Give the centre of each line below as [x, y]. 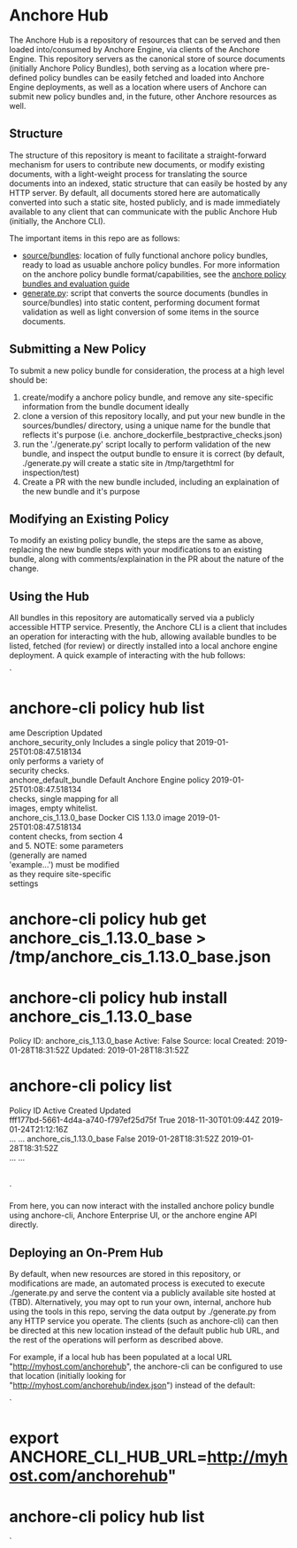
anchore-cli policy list [91, 1086]
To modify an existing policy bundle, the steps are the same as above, [136, 541]
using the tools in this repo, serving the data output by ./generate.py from [143, 1311]
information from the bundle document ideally [106, 406]
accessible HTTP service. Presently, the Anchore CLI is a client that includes [148, 627]
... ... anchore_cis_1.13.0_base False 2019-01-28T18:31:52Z [114, 1139]
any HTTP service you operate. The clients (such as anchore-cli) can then [144, 1321]
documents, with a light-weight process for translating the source [128, 174]
